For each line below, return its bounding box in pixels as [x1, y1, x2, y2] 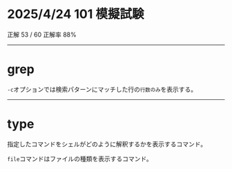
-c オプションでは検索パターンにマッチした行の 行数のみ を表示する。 [7, 85, 197, 93]
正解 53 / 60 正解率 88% [7, 30, 77, 39]
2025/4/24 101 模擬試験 [7, 6, 144, 22]
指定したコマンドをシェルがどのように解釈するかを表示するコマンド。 [7, 139, 207, 148]
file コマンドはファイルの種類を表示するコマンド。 [7, 155, 153, 163]
